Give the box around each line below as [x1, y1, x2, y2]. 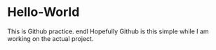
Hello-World [7, 4, 80, 20]
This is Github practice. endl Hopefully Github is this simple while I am [7, 27, 209, 35]
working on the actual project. [7, 34, 94, 42]
